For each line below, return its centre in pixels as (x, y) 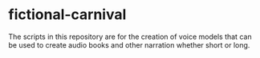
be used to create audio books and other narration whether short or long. (129, 44)
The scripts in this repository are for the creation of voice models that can (130, 37)
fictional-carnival (67, 15)
